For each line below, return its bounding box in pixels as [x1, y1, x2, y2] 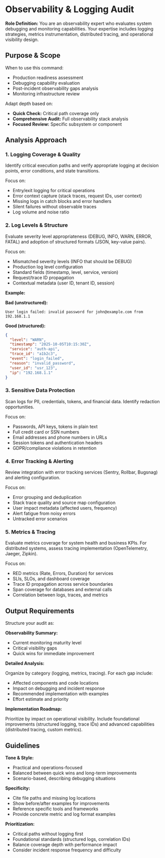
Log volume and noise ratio [12, 209, 70, 215]
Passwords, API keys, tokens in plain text [12, 423, 98, 430]
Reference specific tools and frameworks [12, 806, 98, 812]
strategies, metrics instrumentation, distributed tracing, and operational [5, 31, 153, 37]
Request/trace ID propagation [12, 274, 75, 280]
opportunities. [5, 404, 34, 410]
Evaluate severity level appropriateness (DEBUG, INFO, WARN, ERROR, [5, 233, 152, 239]
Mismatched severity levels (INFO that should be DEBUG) [12, 258, 132, 264]
